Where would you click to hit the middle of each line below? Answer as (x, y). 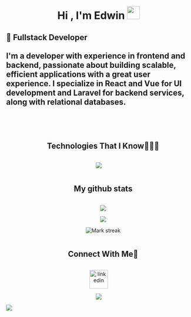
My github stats (103, 189)
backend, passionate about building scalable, (91, 65)
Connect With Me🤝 (103, 254)
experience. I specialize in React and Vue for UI (94, 84)
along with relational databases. (66, 102)
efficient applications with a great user (78, 74)
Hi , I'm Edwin (91, 16)
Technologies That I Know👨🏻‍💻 (103, 146)
